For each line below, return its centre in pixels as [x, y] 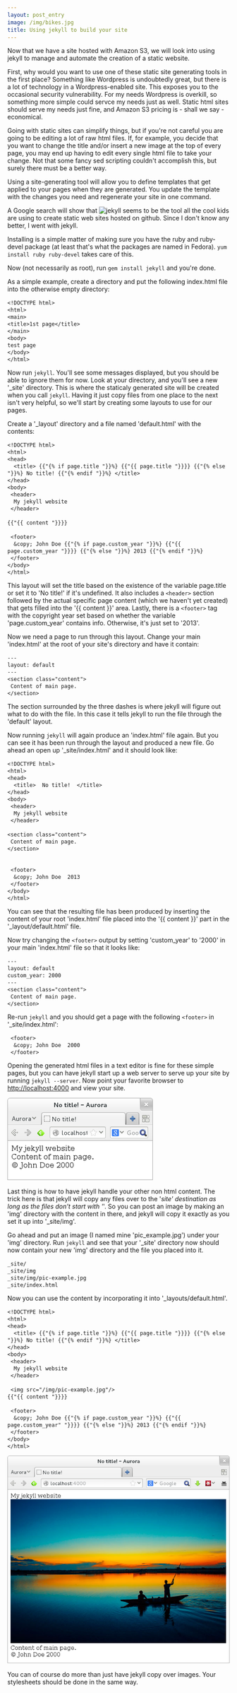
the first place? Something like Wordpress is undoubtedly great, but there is [117, 79]
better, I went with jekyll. [43, 225]
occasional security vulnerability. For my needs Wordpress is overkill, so [112, 95]
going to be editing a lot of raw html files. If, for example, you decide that [113, 138]
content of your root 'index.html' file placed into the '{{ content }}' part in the [119, 919]
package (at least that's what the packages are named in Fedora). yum [126, 247]
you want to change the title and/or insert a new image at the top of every [114, 146]
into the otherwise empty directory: [59, 289]
